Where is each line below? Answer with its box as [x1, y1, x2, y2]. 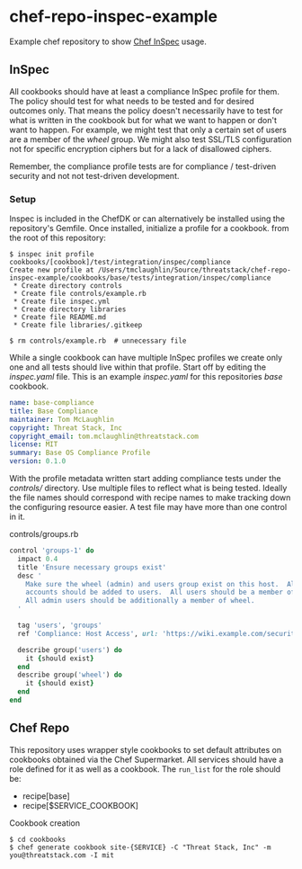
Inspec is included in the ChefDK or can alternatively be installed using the [9, 213, 286, 224]
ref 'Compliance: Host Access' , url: [17, 629, 159, 638]
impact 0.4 [17, 554, 58, 563]
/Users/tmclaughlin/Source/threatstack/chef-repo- [97, 265, 292, 275]
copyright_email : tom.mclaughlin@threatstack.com [9, 432, 200, 441]
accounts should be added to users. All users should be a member [25, 587, 283, 597]
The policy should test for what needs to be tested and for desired [9, 95, 254, 106]
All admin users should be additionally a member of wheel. [25, 596, 255, 605]
